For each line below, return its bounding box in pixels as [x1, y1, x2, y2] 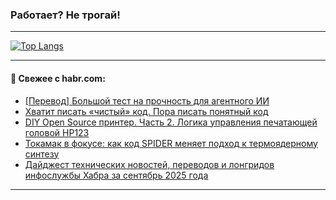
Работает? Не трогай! [10, 8, 121, 22]
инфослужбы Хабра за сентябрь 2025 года [24, 169, 209, 181]
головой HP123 [24, 126, 90, 138]
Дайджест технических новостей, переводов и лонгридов [24, 158, 275, 170]
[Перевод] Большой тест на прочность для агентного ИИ [24, 94, 270, 107]
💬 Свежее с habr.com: [10, 72, 106, 84]
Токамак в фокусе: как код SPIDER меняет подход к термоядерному [24, 137, 318, 149]
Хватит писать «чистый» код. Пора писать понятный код [24, 105, 269, 117]
